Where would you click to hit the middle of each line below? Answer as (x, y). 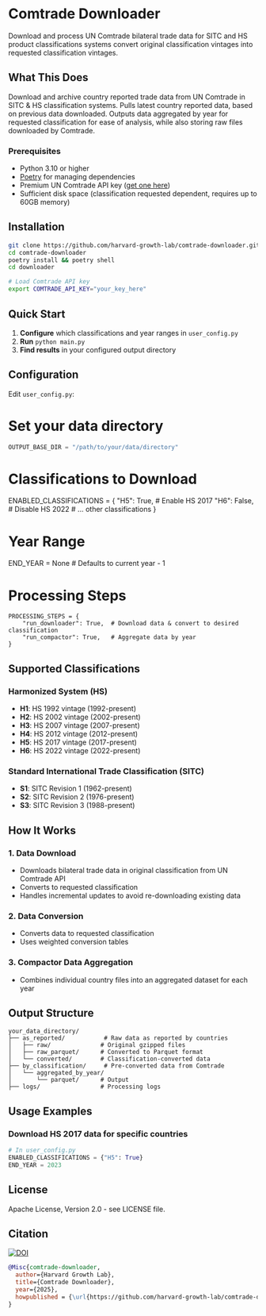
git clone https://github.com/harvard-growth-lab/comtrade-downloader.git (134, 245)
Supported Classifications (74, 669)
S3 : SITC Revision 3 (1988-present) (77, 806)
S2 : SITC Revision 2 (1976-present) (77, 797)
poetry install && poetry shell (61, 260)
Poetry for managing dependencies (78, 177)
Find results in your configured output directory (98, 349)
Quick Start (37, 314)
